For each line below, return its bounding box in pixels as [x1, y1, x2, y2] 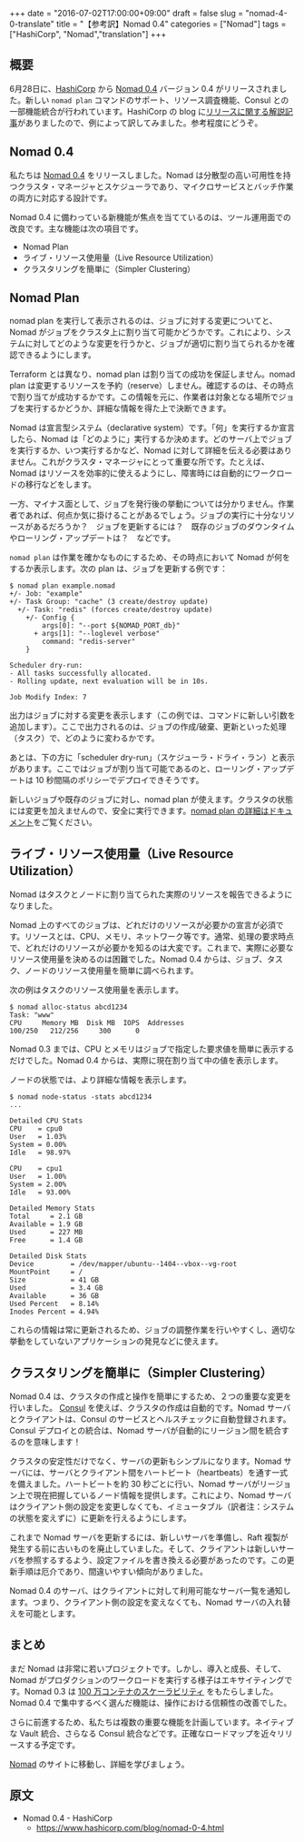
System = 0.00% [9, 1141, 67, 1150]
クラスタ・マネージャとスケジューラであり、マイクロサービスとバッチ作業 [16, 181, 294, 192]
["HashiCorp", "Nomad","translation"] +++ [9, 29, 167, 39]
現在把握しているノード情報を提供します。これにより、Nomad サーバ [33, 1490, 292, 1501]
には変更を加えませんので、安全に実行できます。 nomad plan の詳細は [9, 805, 270, 817]
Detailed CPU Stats [9, 1116, 83, 1126]
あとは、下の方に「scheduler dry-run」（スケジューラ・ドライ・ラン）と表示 [9, 752, 296, 763]
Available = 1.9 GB [9, 1220, 83, 1229]
